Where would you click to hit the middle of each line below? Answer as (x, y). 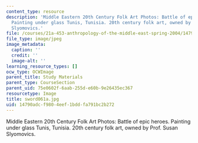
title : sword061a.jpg (33, 99)
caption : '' (26, 50)
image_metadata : (26, 45)
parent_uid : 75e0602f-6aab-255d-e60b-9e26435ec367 (70, 88)
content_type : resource (35, 11)
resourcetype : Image (32, 94)
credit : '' (25, 55)
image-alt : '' (29, 61)
